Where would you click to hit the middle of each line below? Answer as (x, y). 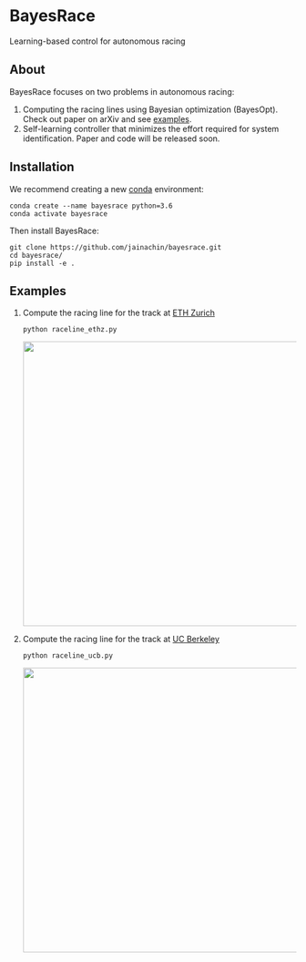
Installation (42, 167)
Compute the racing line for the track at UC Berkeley (121, 640)
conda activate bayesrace (58, 214)
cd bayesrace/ (36, 255)
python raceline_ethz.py (70, 330)
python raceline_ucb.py (68, 656)
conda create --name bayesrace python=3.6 (91, 206)
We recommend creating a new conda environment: (107, 189)
